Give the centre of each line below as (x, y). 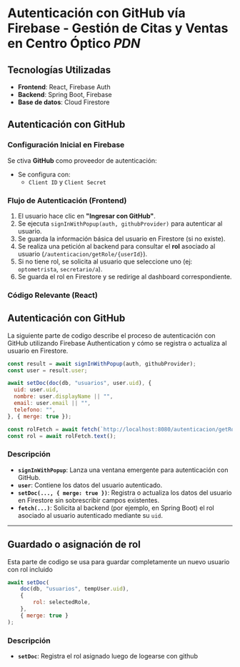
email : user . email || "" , (52, 403)
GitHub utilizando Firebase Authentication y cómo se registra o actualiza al (117, 343)
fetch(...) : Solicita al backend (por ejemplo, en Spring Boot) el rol (116, 508)
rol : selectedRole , (62, 602)
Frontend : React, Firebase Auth (64, 87)
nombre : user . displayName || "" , (64, 397)
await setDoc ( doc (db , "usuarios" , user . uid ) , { (80, 383)
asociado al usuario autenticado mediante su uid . (90, 515)
